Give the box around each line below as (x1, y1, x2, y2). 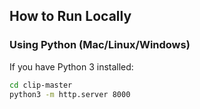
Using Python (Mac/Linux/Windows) (9, 38, 191, 52)
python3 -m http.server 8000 (9, 89, 131, 99)
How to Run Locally (9, 8, 132, 25)
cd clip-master (9, 80, 73, 90)
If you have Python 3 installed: (9, 60, 134, 73)
